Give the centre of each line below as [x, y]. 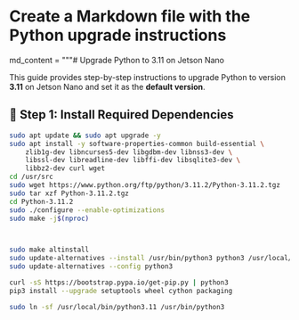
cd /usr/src [31, 177]
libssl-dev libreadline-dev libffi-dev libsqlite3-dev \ [133, 160]
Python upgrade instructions [118, 35]
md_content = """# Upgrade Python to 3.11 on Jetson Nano [117, 60]
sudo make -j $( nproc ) [49, 218]
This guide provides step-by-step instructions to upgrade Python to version [148, 77]
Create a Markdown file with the [130, 16]
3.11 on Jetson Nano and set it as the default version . [108, 86]
